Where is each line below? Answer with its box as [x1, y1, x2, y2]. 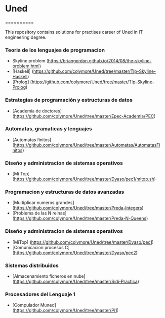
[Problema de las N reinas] [12, 210, 67, 216]
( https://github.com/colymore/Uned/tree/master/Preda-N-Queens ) [12, 215, 148, 221]
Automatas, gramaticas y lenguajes [5, 125, 92, 132]
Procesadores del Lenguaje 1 [5, 291, 76, 298]
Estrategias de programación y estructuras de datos [5, 97, 133, 104]
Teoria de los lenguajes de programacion [5, 47, 105, 53]
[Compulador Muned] [12, 302, 57, 308]
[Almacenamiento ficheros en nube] [12, 273, 85, 279]
